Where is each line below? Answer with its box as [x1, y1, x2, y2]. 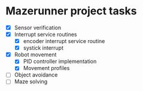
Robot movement [14, 51, 57, 58]
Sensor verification [14, 24, 61, 31]
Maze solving [14, 78, 48, 85]
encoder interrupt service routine [23, 38, 105, 45]
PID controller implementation [23, 58, 97, 65]
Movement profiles [23, 65, 70, 72]
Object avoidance [14, 71, 58, 78]
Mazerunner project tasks [5, 4, 137, 18]
